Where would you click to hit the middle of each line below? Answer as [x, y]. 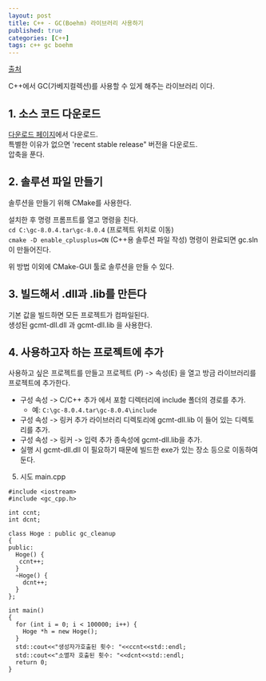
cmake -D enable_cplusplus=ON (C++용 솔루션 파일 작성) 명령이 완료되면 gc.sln [133, 240]
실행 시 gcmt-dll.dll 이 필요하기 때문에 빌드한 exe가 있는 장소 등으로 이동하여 [139, 450]
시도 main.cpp [43, 477]
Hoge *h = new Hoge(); [60, 632]
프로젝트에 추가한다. [39, 383]
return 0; [32, 663]
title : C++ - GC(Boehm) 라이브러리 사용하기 [76, 23]
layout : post [30, 16]
